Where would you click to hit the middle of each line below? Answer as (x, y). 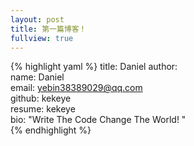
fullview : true (42, 38)
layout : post (37, 19)
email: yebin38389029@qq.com (76, 88)
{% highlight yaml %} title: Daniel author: (94, 67)
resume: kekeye (43, 109)
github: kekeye (41, 98)
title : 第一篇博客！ (48, 29)
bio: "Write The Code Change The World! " (98, 120)
